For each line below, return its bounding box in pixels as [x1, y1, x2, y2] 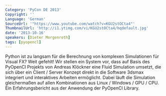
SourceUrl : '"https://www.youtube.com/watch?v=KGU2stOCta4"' [5, 21, 135, 26]
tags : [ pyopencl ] [5, 40, 41, 45]
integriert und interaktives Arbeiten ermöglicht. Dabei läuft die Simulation [5, 74, 155, 80]
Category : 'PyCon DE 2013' [5, 7, 61, 12]
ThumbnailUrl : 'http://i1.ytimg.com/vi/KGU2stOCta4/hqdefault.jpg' [5, 26, 149, 31]
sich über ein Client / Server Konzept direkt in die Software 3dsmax [5, 69, 144, 75]
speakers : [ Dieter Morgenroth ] [5, 35, 70, 40]
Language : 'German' [5, 16, 46, 21]
